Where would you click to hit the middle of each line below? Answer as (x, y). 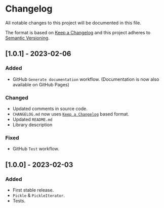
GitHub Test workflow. (36, 149)
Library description (32, 125)
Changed (17, 97)
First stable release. (33, 190)
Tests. (19, 200)
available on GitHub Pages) (41, 84)
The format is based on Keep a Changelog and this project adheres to (78, 32)
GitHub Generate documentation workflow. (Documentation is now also (86, 79)
